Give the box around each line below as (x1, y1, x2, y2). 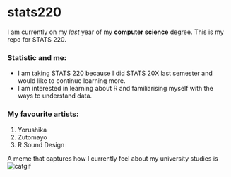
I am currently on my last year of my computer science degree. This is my (7, 28, 224, 36)
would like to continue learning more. (17, 76, 126, 85)
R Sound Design (17, 140, 65, 149)
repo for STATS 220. (7, 35, 67, 43)
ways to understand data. (17, 91, 93, 100)
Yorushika (17, 125, 47, 134)
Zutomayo (17, 132, 47, 142)
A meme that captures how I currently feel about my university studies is (7, 154, 218, 163)
